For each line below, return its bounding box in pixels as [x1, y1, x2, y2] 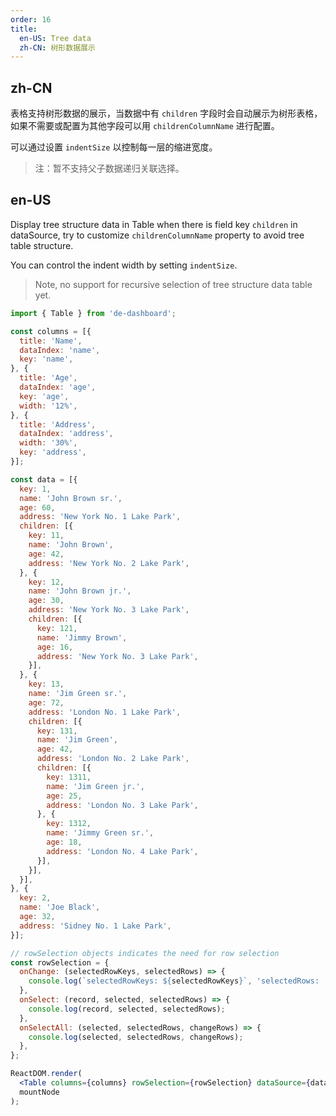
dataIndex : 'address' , [19, 429, 114, 439]
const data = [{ [10, 474, 78, 485]
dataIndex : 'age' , [19, 382, 97, 392]
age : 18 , [46, 837, 83, 847]
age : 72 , [28, 697, 65, 708]
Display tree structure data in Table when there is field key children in [10, 218, 298, 230]
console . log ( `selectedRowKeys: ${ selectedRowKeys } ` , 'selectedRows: [28, 976, 320, 986]
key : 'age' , [19, 391, 70, 401]
